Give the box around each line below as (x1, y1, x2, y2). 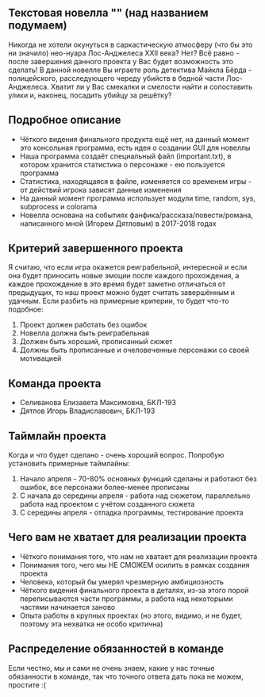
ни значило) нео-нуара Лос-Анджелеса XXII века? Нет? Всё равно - (8, 48, 240, 58)
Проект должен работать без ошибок (19, 320, 148, 330)
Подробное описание (8, 113, 121, 127)
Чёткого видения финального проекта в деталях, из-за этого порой (19, 585, 249, 595)
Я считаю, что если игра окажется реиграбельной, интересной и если (8, 262, 248, 272)
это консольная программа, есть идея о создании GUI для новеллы (19, 143, 251, 152)
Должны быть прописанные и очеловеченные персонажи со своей (19, 345, 250, 355)
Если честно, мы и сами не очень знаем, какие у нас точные (8, 663, 215, 672)
